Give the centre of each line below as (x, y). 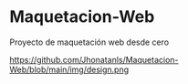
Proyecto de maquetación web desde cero (89, 42)
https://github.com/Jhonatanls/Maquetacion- (94, 59)
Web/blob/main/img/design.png (69, 69)
